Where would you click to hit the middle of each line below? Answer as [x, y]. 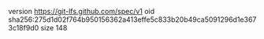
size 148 [54, 28]
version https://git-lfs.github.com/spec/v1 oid [82, 11]
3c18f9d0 [24, 28]
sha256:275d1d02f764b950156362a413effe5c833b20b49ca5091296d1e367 [132, 19]
